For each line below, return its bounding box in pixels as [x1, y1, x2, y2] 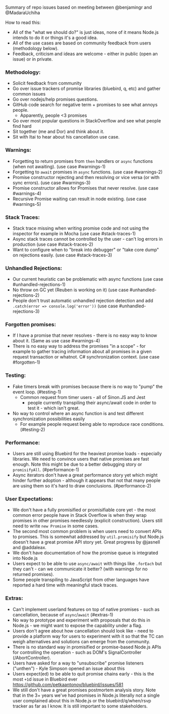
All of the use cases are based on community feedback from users [12, 40, 151, 46]
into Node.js [12, 555, 38, 561]
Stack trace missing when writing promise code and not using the [12, 225, 149, 231]
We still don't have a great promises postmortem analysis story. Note [12, 687, 156, 693]
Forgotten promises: [5, 321, 57, 328]
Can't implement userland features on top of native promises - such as [12, 606, 160, 612]
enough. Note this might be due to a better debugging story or [12, 461, 142, 467]
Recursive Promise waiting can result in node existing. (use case [12, 196, 147, 202]
